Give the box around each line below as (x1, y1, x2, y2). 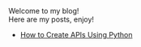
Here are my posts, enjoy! (8, 14, 95, 24)
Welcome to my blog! (8, 6, 79, 15)
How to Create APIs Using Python (19, 30, 133, 39)
